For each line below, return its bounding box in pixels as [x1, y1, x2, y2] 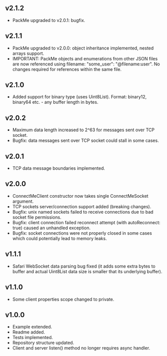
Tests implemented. [12, 335, 53, 341]
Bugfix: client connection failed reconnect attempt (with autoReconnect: [12, 219, 161, 225]
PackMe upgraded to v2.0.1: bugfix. [12, 17, 86, 23]
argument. [12, 198, 34, 204]
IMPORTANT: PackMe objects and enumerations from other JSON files [12, 55, 158, 61]
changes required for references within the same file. [12, 66, 122, 72]
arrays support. [12, 50, 44, 56]
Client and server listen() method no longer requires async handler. [12, 345, 151, 351]
